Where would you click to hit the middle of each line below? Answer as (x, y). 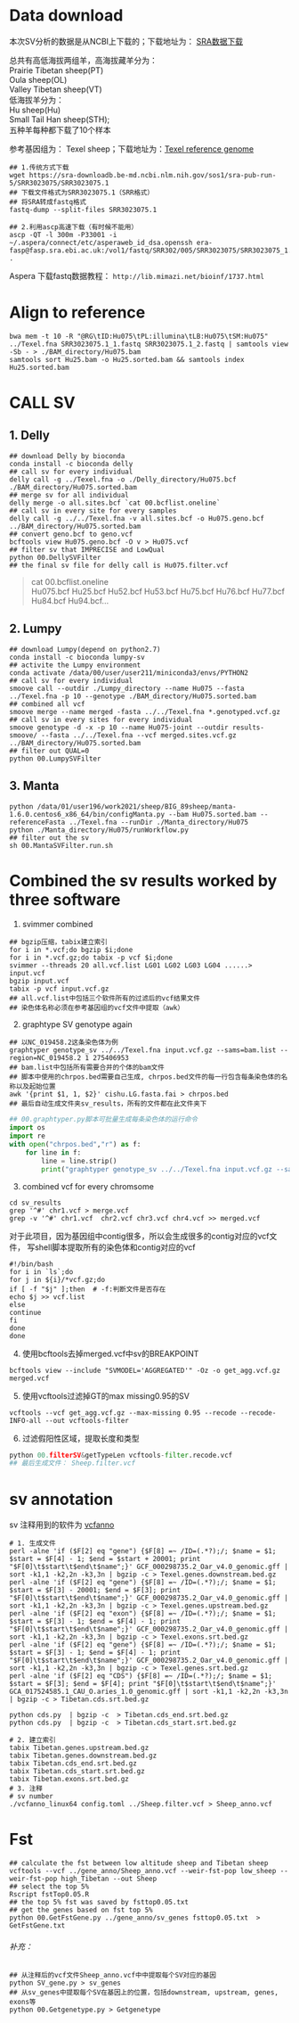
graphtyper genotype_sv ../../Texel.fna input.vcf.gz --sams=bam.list (143, 1050)
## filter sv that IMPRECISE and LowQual (87, 549)
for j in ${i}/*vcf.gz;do (57, 1279)
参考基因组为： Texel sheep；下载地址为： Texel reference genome (132, 149)
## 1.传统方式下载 (39, 167)
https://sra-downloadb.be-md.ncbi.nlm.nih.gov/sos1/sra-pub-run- (153, 175)
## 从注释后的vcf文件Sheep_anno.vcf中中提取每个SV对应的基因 (113, 1976)
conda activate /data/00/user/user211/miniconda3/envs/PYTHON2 (129, 673)
